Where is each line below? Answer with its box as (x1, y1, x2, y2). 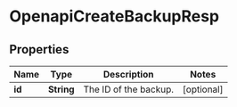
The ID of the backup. (83, 83, 175, 95)
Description (102, 69, 154, 80)
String (47, 83, 75, 95)
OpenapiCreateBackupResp (9, 6, 220, 27)
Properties (9, 42, 69, 57)
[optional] (182, 83, 224, 95)
